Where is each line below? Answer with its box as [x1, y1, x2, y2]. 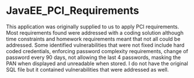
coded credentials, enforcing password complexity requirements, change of [6, 47, 188, 54]
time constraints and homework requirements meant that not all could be [6, 35, 181, 42]
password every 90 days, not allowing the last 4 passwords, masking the [6, 54, 181, 61]
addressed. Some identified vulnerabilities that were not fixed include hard [6, 42, 185, 49]
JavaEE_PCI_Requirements [6, 4, 139, 17]
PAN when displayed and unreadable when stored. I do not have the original [6, 60, 188, 67]
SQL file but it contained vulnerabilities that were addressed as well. [6, 66, 169, 73]
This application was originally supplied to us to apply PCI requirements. [6, 23, 179, 30]
